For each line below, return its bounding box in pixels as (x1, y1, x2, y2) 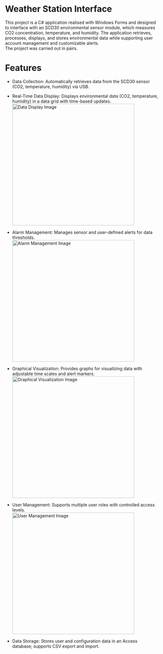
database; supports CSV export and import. (12, 643, 100, 649)
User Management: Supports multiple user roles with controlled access (12, 502, 155, 508)
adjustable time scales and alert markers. (12, 371, 95, 377)
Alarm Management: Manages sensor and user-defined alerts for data (12, 229, 153, 235)
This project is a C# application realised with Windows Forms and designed (5, 19, 156, 25)
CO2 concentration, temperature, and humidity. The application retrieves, (5, 30, 152, 36)
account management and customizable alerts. (5, 40, 99, 46)
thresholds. (12, 235, 35, 240)
